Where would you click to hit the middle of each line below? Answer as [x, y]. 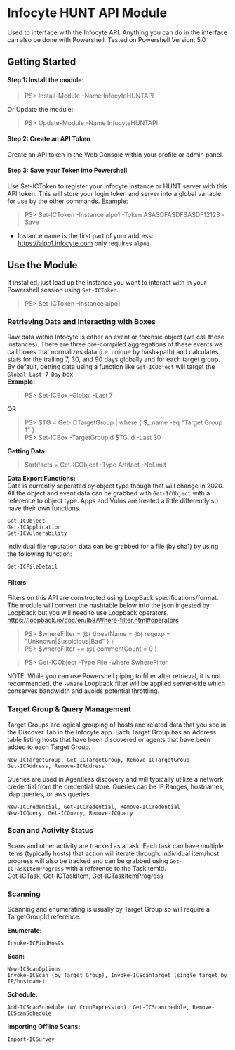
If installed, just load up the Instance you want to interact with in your [107, 282]
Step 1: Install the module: [46, 79]
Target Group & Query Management [69, 709]
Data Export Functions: [41, 479]
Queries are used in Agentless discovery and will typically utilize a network [115, 779]
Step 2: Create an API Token [49, 139]
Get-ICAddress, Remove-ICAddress [56, 766]
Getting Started [42, 62]
